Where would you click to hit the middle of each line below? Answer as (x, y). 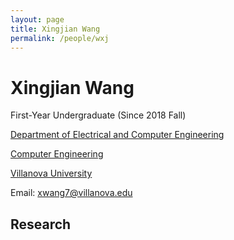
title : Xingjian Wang (55, 29)
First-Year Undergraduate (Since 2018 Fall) (98, 115)
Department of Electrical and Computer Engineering (117, 135)
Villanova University (51, 173)
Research (41, 224)
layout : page (37, 19)
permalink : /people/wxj (60, 38)
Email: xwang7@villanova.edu (71, 193)
